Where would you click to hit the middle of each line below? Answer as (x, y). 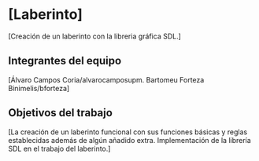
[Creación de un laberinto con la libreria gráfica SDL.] (94, 36)
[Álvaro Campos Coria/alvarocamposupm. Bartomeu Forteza (106, 79)
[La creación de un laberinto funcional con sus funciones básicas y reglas (128, 132)
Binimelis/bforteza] (39, 88)
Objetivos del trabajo (60, 113)
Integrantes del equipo (65, 61)
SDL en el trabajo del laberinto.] (59, 148)
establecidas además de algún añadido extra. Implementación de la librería (130, 140)
